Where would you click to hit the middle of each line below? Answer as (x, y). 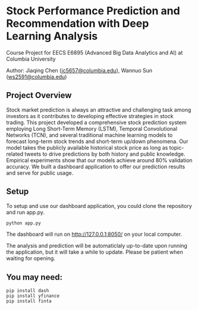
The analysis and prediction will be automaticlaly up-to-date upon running (97, 246)
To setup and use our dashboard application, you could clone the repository (99, 205)
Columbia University (31, 59)
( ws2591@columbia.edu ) (37, 77)
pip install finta (29, 301)
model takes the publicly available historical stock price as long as (87, 147)
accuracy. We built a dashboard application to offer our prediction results (96, 166)
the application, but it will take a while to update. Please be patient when (95, 252)
